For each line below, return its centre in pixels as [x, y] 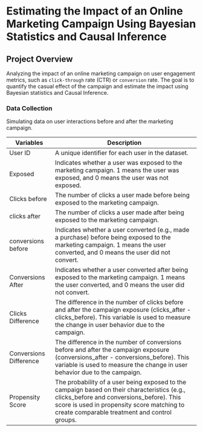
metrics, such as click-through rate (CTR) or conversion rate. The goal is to [100, 80]
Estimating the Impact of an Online [95, 11]
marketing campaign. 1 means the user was [117, 170]
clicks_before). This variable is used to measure [123, 317]
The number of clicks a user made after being [120, 212]
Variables [29, 143]
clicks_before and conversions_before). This [118, 398]
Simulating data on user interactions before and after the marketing [90, 121]
